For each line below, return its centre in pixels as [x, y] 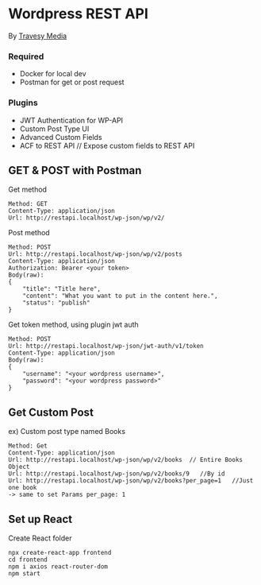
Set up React [40, 519]
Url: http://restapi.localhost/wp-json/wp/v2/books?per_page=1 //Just [131, 481]
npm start [25, 573]
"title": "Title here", [62, 289]
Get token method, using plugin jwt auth [73, 325]
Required [26, 56]
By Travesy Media [38, 36]
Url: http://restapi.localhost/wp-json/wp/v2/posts [95, 254]
